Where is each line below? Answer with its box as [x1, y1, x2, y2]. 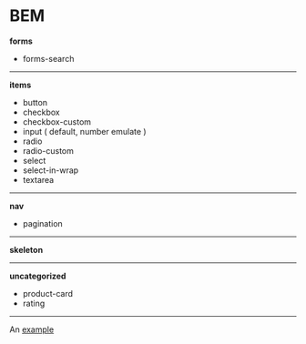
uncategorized [9, 270, 66, 281]
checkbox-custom [22, 116, 92, 127]
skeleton [9, 244, 44, 255]
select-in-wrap [22, 165, 79, 176]
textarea [22, 174, 55, 185]
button [22, 96, 48, 107]
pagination [22, 218, 64, 228]
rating [22, 298, 46, 309]
